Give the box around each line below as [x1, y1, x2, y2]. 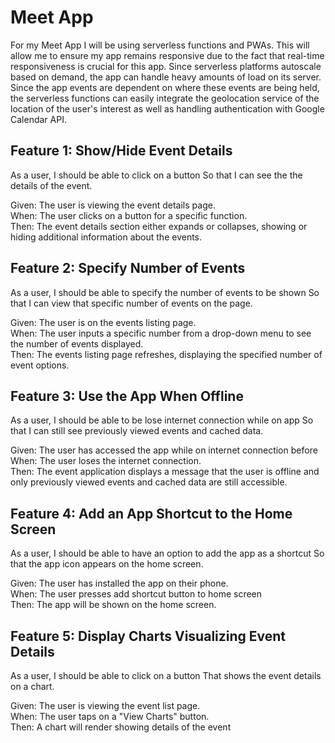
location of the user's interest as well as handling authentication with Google [10, 102, 325, 115]
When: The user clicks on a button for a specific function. [10, 209, 248, 221]
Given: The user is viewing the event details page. [10, 199, 216, 211]
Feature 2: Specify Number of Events [10, 260, 246, 277]
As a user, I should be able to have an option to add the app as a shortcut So [10, 547, 325, 560]
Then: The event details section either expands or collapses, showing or [10, 220, 308, 232]
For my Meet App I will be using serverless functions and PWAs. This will [10, 39, 310, 51]
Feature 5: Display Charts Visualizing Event [10, 627, 287, 645]
